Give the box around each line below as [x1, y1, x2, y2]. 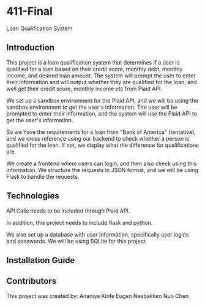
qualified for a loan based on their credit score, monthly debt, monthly [6, 65, 183, 73]
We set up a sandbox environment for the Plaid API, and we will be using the [6, 96, 199, 104]
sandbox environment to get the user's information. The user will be [6, 103, 177, 111]
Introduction [6, 42, 55, 53]
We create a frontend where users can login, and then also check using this [6, 160, 197, 167]
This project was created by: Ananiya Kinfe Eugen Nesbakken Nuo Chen [6, 292, 189, 299]
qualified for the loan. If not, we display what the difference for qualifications [6, 141, 199, 149]
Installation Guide [6, 255, 75, 265]
